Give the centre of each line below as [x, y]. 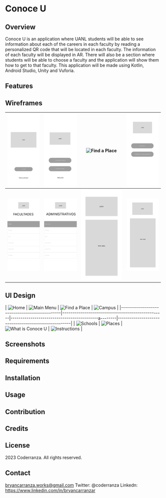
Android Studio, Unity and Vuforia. [40, 71]
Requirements [27, 361]
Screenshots [25, 344]
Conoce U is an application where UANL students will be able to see [74, 39]
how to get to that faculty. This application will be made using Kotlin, [75, 65]
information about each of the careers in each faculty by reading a [73, 44]
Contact [18, 473]
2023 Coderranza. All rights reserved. [44, 457]
